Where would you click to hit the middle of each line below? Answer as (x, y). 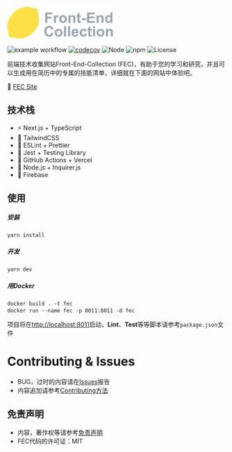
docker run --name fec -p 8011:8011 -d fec (71, 311)
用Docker (21, 285)
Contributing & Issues (71, 362)
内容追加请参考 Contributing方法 (63, 391)
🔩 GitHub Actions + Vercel (55, 160)
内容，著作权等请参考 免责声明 (60, 432)
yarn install (26, 235)
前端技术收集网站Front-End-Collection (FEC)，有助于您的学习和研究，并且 (113, 64)
